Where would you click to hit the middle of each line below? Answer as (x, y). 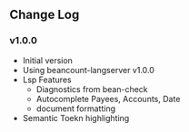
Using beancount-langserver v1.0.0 (88, 70)
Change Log (45, 15)
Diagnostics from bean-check (92, 89)
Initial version (47, 60)
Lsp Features (47, 80)
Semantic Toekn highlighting (76, 118)
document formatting (76, 108)
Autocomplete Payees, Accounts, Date (108, 99)
